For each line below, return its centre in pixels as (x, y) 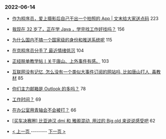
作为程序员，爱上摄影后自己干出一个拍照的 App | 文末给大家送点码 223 (85, 19)
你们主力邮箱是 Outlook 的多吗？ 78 (49, 89)
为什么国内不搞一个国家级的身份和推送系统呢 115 (62, 40)
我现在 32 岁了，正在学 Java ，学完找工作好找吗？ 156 (68, 29)
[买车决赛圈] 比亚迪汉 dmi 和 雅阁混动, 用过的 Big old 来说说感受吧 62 (84, 121)
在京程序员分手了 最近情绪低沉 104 (48, 51)
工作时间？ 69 (26, 99)
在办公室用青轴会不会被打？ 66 (44, 110)
